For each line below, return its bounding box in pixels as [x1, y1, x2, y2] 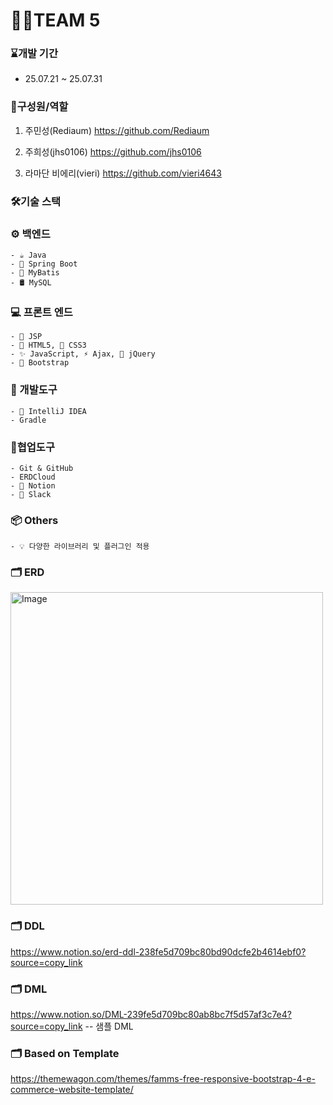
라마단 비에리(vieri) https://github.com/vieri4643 [24, 167, 222, 179]
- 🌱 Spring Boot [10, 259, 78, 269]
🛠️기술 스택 [10, 194, 62, 208]
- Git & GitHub [10, 463, 74, 473]
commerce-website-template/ [10, 1084, 134, 1096]
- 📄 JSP [10, 332, 43, 342]
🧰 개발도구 [10, 383, 58, 397]
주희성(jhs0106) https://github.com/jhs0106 [24, 145, 202, 158]
